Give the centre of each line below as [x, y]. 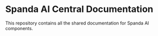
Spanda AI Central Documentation [79, 9]
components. [19, 28]
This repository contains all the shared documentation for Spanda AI [77, 23]
